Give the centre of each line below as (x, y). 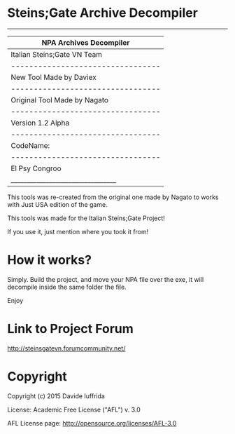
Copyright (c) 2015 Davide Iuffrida (56, 396)
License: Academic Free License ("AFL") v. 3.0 (74, 409)
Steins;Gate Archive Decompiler (102, 13)
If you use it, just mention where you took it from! (78, 231)
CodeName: (30, 145)
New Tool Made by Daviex (54, 77)
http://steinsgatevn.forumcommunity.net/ (66, 348)
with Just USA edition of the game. (57, 204)
